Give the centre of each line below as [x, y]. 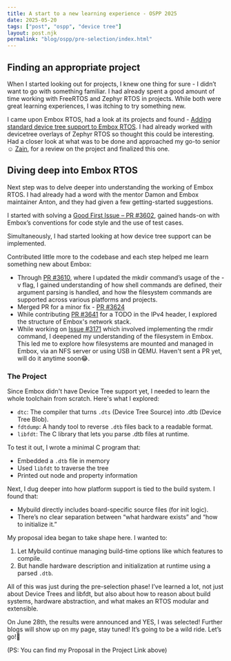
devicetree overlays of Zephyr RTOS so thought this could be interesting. [111, 134]
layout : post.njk [32, 33]
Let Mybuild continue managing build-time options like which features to [120, 551]
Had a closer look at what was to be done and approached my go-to [104, 141]
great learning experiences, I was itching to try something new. [97, 106]
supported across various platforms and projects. [87, 299]
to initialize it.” [37, 524]
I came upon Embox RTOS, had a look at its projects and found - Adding [109, 119]
